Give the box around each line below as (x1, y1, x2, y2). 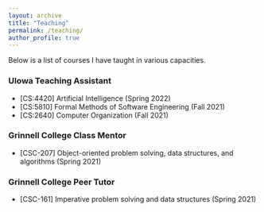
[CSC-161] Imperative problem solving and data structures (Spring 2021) (19, 195, 257, 204)
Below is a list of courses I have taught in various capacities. (8, 56, 206, 65)
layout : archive (8, 11, 62, 20)
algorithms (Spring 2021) (19, 156, 102, 166)
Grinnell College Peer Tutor (8, 176, 115, 187)
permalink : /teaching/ (8, 26, 83, 34)
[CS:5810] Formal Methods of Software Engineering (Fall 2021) (19, 102, 225, 111)
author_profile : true (8, 33, 80, 42)
